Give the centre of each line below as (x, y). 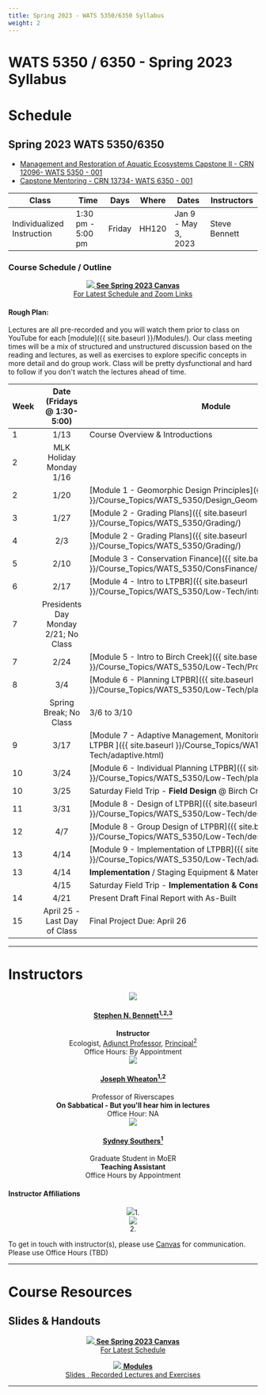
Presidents (62, 604)
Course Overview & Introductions (151, 435)
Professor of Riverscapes (133, 1096)
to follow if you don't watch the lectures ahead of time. (97, 372)
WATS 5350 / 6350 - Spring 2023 (120, 62)
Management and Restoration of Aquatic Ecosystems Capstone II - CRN (137, 164)
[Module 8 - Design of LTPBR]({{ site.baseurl (173, 804)
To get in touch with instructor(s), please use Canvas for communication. (127, 1244)
